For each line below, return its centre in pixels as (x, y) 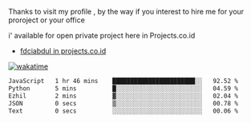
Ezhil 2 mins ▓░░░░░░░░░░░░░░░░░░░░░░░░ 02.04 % (123, 96)
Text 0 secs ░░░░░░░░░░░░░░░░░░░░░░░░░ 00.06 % (123, 111)
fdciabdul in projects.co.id (63, 51)
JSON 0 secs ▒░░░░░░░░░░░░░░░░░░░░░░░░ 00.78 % (123, 103)
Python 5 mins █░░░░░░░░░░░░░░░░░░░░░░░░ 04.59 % (123, 88)
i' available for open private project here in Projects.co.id (102, 36)
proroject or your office (47, 20)
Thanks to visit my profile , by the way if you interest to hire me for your (126, 12)
